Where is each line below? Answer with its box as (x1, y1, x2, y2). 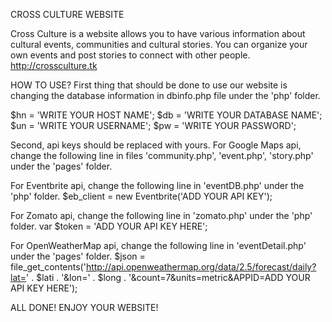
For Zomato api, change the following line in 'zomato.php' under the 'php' (10, 210, 313, 221)
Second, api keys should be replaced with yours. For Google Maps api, (10, 139, 302, 151)
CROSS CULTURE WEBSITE (10, 9, 125, 20)
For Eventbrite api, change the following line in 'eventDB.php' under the (10, 180, 305, 191)
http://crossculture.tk (10, 60, 98, 71)
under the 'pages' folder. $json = (10, 250, 146, 262)
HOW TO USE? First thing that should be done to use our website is (10, 79, 288, 91)
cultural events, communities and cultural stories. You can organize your (10, 39, 308, 50)
